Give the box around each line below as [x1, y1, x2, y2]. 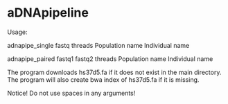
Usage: [7, 28, 28, 36]
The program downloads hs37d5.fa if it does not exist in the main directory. [7, 68, 222, 76]
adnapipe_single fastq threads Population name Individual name [7, 41, 190, 49]
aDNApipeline [7, 5, 89, 21]
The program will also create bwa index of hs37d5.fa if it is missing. [7, 75, 200, 84]
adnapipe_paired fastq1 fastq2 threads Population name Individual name [7, 54, 213, 63]
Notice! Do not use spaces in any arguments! [7, 89, 136, 97]
